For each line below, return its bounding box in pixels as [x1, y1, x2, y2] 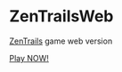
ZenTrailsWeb [9, 6, 114, 27]
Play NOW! [9, 52, 49, 63]
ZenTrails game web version [9, 36, 113, 46]
